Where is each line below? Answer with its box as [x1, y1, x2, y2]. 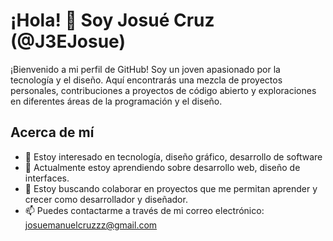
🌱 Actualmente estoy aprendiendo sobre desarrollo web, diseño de [24, 161, 301, 173]
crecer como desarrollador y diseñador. [24, 193, 188, 205]
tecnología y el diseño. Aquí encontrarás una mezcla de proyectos [10, 74, 283, 86]
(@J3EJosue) [10, 30, 126, 53]
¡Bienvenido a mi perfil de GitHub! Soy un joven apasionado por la [10, 63, 281, 75]
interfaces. [24, 172, 70, 184]
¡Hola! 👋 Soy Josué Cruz [10, 9, 215, 32]
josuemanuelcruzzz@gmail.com [24, 219, 158, 231]
